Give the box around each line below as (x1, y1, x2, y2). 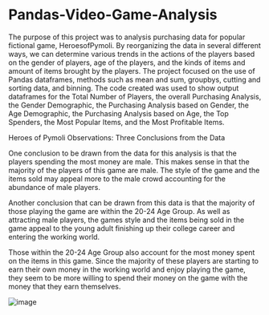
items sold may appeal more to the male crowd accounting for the (8, 174, 226, 184)
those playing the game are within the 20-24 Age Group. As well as (8, 206, 230, 216)
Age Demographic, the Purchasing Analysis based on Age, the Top (8, 108, 229, 118)
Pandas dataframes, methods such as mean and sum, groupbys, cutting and (8, 75, 261, 84)
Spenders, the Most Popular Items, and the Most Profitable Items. (8, 117, 225, 127)
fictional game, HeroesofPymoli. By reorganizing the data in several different (8, 40, 261, 50)
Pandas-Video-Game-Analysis (8, 6, 218, 24)
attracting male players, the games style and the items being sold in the (8, 215, 245, 224)
